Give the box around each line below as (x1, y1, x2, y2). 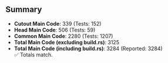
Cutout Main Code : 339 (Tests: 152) (14, 20, 102, 27)
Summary (5, 5, 42, 15)
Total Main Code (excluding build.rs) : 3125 (14, 38, 120, 45)
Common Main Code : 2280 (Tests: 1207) (14, 32, 113, 40)
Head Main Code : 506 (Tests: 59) (14, 26, 96, 33)
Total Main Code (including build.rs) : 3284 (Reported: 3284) (14, 45, 163, 52)
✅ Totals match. (14, 51, 53, 58)
